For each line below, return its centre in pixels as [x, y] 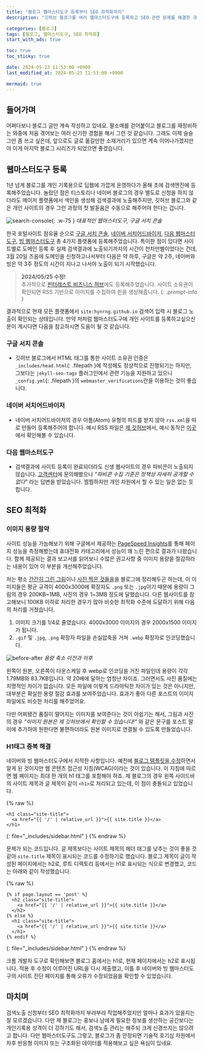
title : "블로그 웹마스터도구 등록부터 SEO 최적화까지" [65, 12]
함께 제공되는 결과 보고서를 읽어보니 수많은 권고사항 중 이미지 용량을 [94, 558]
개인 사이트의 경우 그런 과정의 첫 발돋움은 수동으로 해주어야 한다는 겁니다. [99, 208]
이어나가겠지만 [177, 141]
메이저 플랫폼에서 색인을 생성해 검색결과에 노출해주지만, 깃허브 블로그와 [106, 200]
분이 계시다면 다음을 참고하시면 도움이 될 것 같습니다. [68, 327]
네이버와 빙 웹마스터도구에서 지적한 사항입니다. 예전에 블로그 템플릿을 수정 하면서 [101, 761]
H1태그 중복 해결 [29, 746]
